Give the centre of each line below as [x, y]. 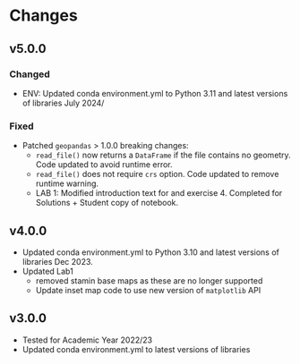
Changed [30, 74]
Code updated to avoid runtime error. [104, 165]
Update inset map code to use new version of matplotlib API [148, 290]
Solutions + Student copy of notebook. [107, 203]
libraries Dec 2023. [58, 261]
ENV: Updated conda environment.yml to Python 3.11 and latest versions [155, 93]
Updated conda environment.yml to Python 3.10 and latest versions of [150, 252]
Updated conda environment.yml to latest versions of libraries [136, 349]
